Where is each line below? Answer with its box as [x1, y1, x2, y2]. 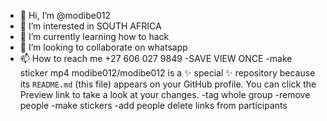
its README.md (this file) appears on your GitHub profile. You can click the [19, 78, 317, 90]
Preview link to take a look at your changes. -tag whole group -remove [19, 89, 311, 100]
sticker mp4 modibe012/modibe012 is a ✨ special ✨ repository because [19, 67, 316, 79]
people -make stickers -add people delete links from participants [19, 100, 288, 111]
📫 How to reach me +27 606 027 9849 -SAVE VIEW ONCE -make [19, 53, 293, 64]
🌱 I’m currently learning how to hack [19, 31, 170, 42]
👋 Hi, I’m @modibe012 [19, 10, 111, 21]
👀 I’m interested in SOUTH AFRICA [19, 20, 162, 32]
